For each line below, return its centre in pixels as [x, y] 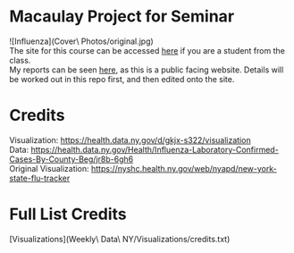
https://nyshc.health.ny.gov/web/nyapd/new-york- [184, 168]
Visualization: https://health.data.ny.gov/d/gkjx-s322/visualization [130, 139]
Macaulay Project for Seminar [122, 17]
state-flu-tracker [40, 178]
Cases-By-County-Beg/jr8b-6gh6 [71, 159]
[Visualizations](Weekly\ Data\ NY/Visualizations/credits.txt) [120, 239]
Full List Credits [68, 214]
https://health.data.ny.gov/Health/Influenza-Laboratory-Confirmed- [155, 149]
